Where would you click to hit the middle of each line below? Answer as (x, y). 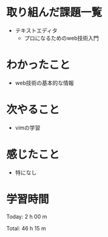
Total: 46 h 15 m (26, 228)
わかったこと (39, 65)
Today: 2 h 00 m (27, 216)
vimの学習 (28, 128)
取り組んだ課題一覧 (54, 12)
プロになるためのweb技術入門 (61, 38)
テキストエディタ (36, 30)
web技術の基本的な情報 (44, 83)
